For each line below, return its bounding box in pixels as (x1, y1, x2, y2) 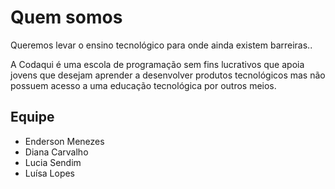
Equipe (10, 109, 55, 126)
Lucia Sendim (24, 156, 82, 168)
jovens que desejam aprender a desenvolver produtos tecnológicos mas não (10, 69, 326, 81)
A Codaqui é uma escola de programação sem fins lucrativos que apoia (10, 58, 305, 70)
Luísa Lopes (24, 167, 76, 179)
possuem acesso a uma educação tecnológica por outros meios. (10, 79, 277, 91)
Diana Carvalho (24, 146, 89, 158)
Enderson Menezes (24, 135, 105, 147)
